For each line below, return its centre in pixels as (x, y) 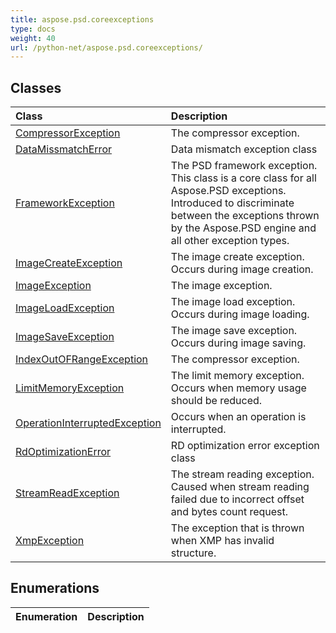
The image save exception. (234, 331)
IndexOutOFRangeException (82, 359)
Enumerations (55, 588)
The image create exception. (237, 257)
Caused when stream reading (240, 487)
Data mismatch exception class (244, 149)
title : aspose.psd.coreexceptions (82, 19)
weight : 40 (33, 38)
